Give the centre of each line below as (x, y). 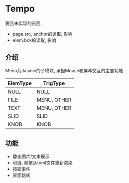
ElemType (20, 83)
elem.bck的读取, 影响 (34, 40)
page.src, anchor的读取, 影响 (42, 34)
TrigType (54, 83)
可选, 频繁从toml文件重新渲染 (42, 162)
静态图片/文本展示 (31, 156)
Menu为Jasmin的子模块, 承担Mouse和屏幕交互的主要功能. (65, 70)
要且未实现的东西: (24, 23)
